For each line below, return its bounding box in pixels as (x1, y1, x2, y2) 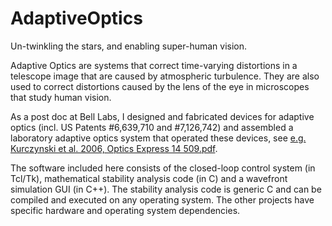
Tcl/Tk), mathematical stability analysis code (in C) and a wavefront (10, 172, 288, 184)
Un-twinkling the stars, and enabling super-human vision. (10, 40, 248, 52)
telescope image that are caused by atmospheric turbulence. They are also (10, 70, 320, 82)
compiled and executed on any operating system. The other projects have (10, 193, 315, 206)
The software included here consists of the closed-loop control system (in (10, 162, 316, 174)
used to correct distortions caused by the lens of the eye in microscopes (10, 80, 310, 92)
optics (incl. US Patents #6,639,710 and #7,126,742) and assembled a (10, 121, 294, 133)
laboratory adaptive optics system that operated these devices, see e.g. (10, 132, 307, 144)
